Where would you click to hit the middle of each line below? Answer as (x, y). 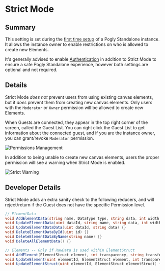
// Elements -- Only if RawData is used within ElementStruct (70, 250)
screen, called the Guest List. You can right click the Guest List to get (75, 127)
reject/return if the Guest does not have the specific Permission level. (75, 205)
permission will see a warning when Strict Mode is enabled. (65, 162)
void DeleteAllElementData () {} (38, 241)
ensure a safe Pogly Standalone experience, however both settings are (77, 64)
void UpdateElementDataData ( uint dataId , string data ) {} (66, 228)
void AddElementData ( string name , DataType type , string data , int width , (83, 218)
